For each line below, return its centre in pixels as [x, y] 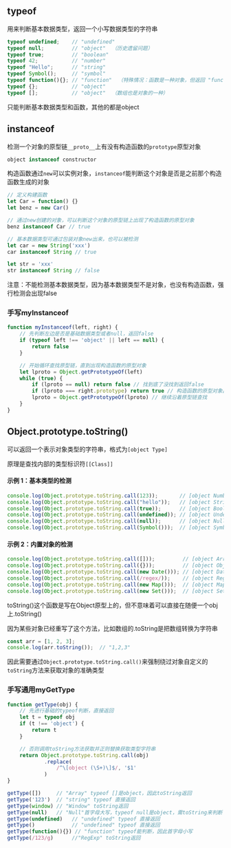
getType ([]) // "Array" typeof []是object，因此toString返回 [100, 794]
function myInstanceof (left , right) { [63, 327]
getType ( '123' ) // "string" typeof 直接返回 [71, 800]
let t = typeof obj [47, 717]
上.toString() [25, 613]
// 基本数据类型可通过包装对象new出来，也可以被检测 [73, 239]
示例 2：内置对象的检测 [40, 544]
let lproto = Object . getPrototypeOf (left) [81, 372]
